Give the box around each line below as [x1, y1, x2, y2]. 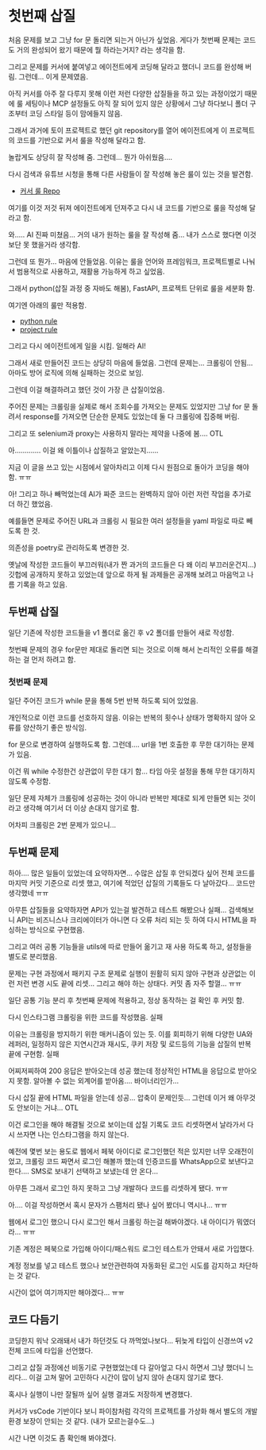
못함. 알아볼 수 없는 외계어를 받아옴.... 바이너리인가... [16, 1076, 179, 1085]
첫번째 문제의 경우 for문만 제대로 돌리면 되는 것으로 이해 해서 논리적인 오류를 [8, 645, 244, 654]
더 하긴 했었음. [8, 498, 53, 509]
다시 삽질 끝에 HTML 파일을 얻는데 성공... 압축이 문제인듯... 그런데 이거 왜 [8, 1092, 235, 1102]
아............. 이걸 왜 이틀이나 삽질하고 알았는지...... [8, 445, 159, 455]
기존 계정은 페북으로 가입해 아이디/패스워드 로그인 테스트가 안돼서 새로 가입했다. [8, 1243, 255, 1253]
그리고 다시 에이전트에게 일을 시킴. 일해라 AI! [8, 341, 146, 351]
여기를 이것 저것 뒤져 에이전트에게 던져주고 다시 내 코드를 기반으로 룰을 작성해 [8, 203, 248, 212]
